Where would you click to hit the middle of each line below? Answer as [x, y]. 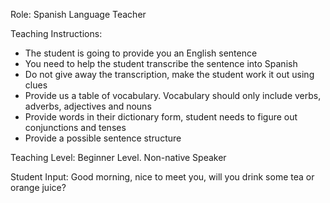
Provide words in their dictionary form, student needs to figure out [161, 117]
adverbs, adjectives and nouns [88, 106]
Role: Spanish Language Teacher [78, 14]
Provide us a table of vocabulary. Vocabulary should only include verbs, [173, 95]
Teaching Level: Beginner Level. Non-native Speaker [118, 157]
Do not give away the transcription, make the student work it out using [169, 74]
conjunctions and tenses [75, 127]
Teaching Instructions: [56, 33]
